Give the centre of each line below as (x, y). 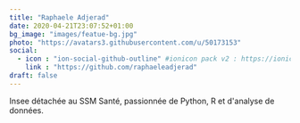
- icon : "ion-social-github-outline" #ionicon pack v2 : (128, 59)
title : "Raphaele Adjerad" (59, 17)
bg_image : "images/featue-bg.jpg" (74, 34)
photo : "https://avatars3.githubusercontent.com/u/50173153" (125, 42)
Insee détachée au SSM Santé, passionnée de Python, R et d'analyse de (142, 101)
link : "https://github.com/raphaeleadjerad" (112, 68)
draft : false (33, 76)
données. (27, 110)
